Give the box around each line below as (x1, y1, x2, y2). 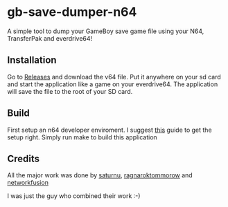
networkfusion (7, 179, 49, 187)
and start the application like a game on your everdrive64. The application (7, 80, 218, 88)
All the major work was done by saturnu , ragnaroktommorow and (7, 171, 193, 179)
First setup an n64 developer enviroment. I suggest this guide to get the (7, 126, 213, 134)
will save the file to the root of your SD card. (7, 87, 133, 95)
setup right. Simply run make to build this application (7, 132, 157, 141)
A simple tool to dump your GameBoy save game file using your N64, (7, 27, 204, 35)
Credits (7, 152, 40, 164)
